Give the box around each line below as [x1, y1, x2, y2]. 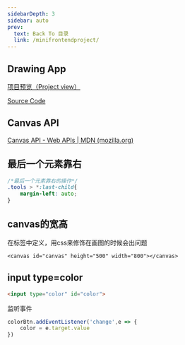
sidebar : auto [7, 17, 49, 24]
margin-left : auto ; [20, 190, 78, 198]
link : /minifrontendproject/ [13, 37, 100, 44]
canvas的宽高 [7, 218, 68, 230]
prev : [7, 23, 23, 30]
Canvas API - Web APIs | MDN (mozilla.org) [7, 136, 134, 144]
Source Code [7, 96, 46, 105]
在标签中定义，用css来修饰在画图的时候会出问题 [7, 238, 148, 247]
